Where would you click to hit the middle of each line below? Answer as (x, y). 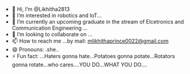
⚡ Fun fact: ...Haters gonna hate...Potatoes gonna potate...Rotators (94, 56)
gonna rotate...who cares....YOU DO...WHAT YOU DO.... (80, 65)
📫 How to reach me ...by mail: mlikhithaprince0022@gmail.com (90, 41)
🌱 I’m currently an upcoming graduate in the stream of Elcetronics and (98, 22)
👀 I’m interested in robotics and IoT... (57, 15)
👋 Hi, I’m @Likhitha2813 (41, 9)
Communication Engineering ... (50, 28)
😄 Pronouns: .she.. (35, 49)
